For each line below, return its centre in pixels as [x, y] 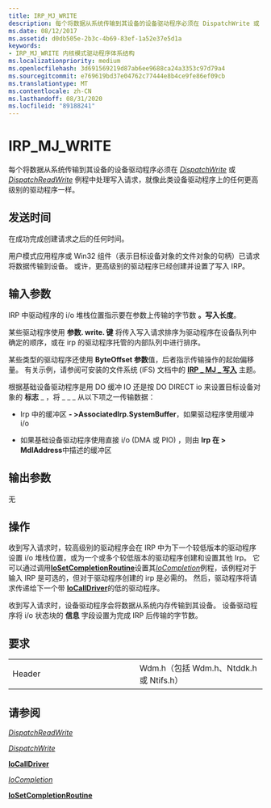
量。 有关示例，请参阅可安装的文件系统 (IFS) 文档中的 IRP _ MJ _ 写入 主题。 [134, 370]
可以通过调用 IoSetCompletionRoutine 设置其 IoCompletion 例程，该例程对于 [133, 568]
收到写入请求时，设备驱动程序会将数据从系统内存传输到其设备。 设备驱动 [129, 605]
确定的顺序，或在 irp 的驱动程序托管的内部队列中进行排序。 [107, 342]
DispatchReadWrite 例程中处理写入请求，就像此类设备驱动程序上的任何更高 [133, 180]
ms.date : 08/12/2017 [43, 31]
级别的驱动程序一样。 [44, 190]
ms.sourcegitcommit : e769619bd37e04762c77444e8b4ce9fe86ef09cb [117, 76]
